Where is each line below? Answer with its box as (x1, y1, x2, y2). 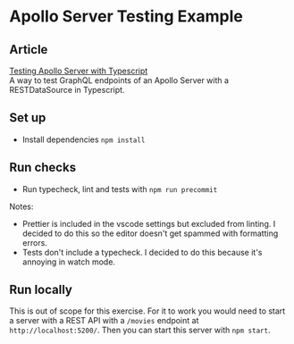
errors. (21, 237, 47, 248)
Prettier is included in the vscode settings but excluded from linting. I (21, 218, 276, 229)
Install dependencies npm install (21, 134, 146, 145)
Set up (9, 110, 46, 126)
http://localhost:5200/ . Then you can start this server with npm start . (9, 324, 271, 336)
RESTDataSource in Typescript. (9, 85, 125, 95)
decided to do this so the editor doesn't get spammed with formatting (21, 228, 279, 239)
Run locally (9, 282, 73, 298)
